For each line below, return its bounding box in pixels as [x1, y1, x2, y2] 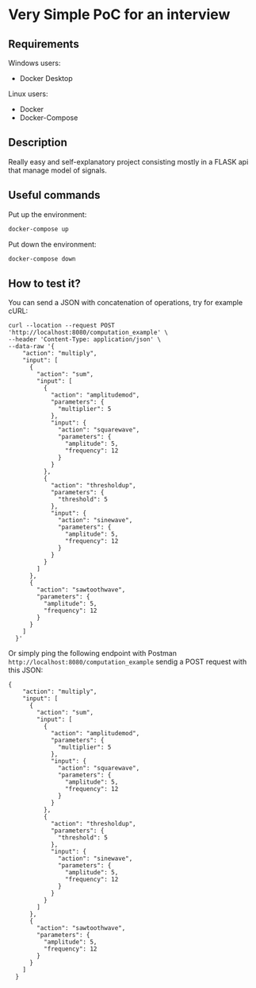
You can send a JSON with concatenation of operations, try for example [8, 298, 243, 308]
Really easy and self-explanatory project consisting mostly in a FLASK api [8, 157, 249, 166]
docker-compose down [8, 254, 77, 263]
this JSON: [8, 665, 44, 675]
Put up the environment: [8, 209, 87, 219]
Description [8, 136, 67, 149]
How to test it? [8, 277, 81, 290]
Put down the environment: [8, 239, 97, 249]
